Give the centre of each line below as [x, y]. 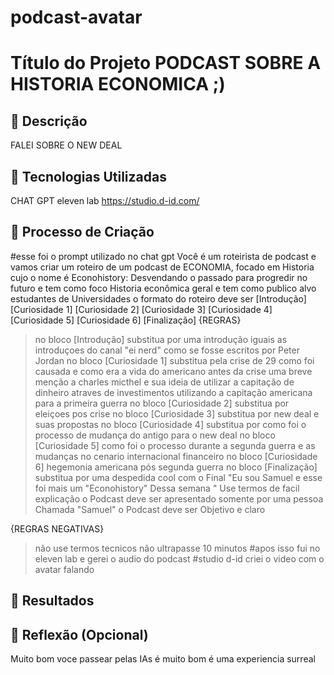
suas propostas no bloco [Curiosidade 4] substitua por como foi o [170, 424]
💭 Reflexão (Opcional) [79, 634]
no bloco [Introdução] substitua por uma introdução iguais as [161, 339]
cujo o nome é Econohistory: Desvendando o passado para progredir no [159, 277]
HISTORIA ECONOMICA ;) [118, 84]
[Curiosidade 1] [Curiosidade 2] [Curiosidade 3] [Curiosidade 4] [141, 309]
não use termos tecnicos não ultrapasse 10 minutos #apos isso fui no [177, 548]
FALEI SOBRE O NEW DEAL [66, 145]
